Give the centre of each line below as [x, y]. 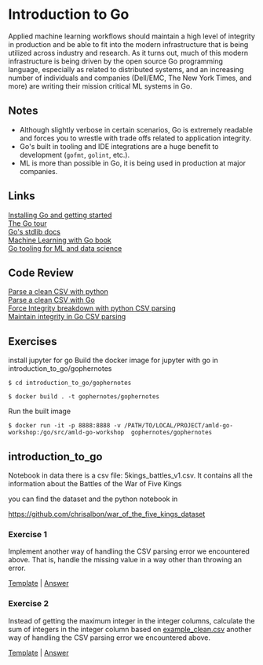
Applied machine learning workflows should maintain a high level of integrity [131, 36]
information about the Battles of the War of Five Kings [95, 483]
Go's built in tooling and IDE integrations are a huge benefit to [119, 146]
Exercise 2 [29, 604]
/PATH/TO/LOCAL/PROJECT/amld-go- [179, 426]
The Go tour [27, 223]
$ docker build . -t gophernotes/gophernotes [84, 397]
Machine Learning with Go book [60, 240]
